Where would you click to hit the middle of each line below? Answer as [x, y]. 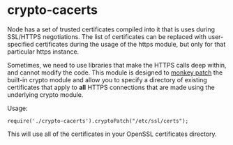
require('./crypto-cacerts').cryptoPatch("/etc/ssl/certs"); [98, 121]
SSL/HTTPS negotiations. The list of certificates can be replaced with [107, 36]
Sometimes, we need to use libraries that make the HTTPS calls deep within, [117, 65]
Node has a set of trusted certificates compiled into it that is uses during [111, 29]
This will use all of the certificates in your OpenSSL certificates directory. [112, 134]
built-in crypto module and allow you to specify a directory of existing [107, 79]
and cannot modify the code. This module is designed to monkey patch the [115, 72]
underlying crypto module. [45, 94]
